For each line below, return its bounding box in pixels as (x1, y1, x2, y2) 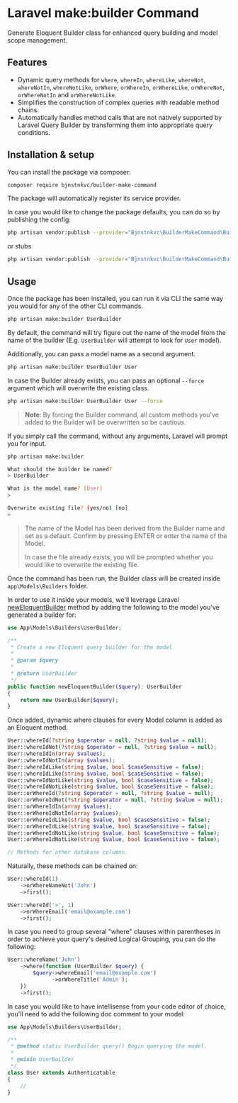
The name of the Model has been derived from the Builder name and (24, 524, 225, 532)
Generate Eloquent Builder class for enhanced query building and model (7, 28, 218, 37)
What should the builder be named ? (7, 466, 113, 473)
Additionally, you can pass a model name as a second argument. (7, 349, 196, 358)
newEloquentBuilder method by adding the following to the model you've (7, 603, 220, 611)
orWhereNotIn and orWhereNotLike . (17, 90, 117, 99)
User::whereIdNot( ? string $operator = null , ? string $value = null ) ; (7, 744, 217, 751)
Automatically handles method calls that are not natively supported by (17, 113, 222, 121)
